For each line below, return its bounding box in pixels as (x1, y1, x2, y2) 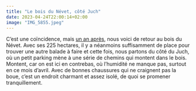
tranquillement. (6, 79, 43, 86)
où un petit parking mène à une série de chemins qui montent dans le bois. (6, 54, 187, 62)
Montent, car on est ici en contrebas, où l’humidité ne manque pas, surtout (6, 60, 187, 68)
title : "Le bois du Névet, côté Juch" (6, 8, 101, 15)
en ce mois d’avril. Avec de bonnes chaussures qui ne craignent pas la (6, 67, 177, 74)
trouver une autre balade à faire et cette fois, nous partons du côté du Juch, (6, 48, 190, 55)
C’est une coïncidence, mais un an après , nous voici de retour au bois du (6, 36, 182, 43)
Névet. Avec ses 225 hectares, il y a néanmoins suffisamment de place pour (6, 42, 190, 49)
